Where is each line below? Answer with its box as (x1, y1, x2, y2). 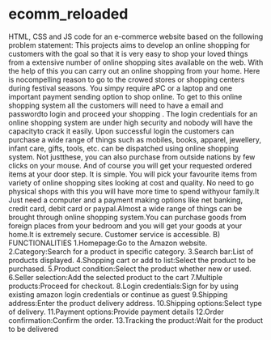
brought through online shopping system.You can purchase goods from (8, 212, 247, 222)
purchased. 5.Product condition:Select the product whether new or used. (8, 264, 252, 274)
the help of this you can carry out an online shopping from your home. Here (8, 66, 260, 75)
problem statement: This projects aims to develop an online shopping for (8, 40, 251, 49)
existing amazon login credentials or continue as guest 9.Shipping (8, 289, 228, 300)
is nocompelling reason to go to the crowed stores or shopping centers (8, 74, 245, 84)
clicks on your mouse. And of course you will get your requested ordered (8, 160, 252, 170)
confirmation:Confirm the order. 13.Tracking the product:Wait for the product (8, 315, 264, 325)
